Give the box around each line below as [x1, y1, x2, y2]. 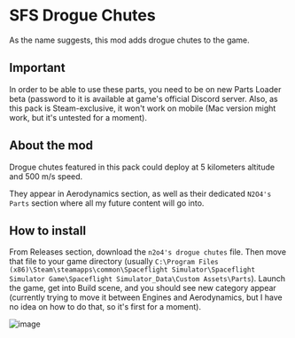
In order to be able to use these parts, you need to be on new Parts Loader [9, 83, 282, 94]
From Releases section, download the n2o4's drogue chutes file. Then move [9, 247, 286, 257]
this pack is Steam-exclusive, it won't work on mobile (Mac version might [9, 103, 276, 114]
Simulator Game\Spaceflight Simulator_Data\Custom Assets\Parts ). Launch [9, 273, 286, 284]
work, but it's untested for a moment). [9, 112, 148, 122]
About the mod [9, 138, 94, 153]
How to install [9, 223, 87, 238]
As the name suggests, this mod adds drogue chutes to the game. [9, 35, 250, 45]
